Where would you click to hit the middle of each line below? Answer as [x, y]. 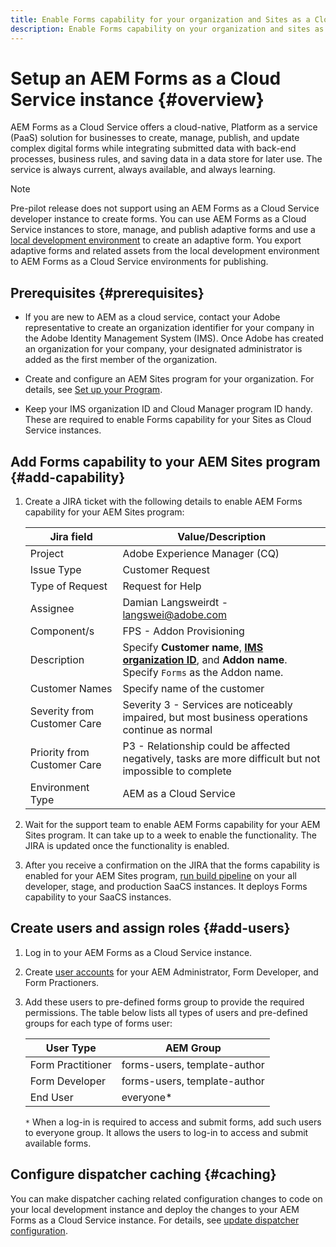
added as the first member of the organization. [121, 360]
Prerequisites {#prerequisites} [107, 292]
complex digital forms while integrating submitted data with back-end [153, 148]
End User [51, 1097]
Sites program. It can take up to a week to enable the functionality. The [170, 835]
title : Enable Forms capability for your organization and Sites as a [160, 19]
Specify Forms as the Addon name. [203, 673]
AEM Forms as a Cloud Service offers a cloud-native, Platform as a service [164, 127]
